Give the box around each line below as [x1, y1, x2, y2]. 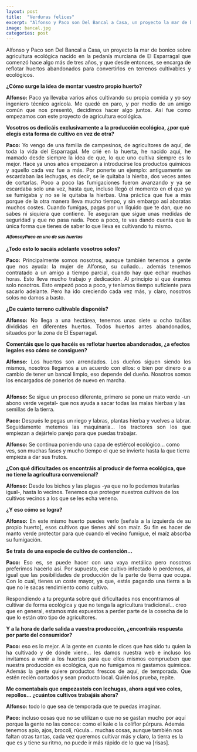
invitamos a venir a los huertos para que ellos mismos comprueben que [6, 655, 191, 662]
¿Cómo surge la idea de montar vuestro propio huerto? [6, 83, 142, 90]
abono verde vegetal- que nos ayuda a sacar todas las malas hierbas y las [6, 399, 186, 406]
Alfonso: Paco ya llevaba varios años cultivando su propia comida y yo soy [6, 94, 191, 101]
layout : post [6, 8, 38, 15]
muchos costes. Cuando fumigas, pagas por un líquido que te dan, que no [6, 204, 191, 211]
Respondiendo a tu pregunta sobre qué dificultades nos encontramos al [6, 595, 180, 602]
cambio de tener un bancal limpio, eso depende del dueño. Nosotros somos [6, 370, 191, 377]
